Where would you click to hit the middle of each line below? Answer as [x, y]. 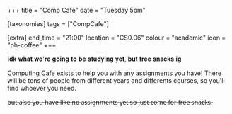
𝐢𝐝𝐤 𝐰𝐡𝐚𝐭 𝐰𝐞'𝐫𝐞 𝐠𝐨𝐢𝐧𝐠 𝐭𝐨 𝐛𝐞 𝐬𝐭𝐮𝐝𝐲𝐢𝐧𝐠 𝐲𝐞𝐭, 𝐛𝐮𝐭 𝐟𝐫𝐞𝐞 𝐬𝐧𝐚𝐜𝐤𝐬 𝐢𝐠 [94, 59]
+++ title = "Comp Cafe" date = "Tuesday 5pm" [77, 10]
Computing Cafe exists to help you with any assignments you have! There [115, 73]
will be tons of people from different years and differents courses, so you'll [116, 80]
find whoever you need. [42, 88]
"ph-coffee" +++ [32, 45]
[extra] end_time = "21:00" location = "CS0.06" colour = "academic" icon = [117, 38]
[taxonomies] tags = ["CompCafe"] [58, 24]
